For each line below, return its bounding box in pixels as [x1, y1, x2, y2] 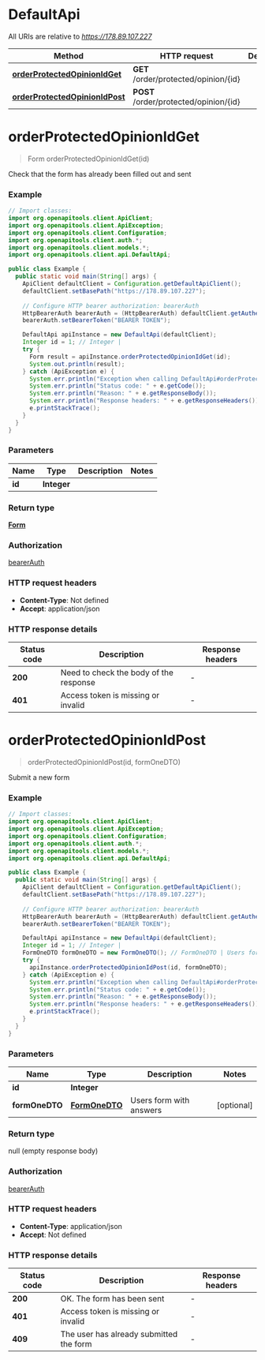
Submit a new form [8, 772, 70, 782]
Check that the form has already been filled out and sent [8, 169, 192, 178]
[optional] [216, 1100, 253, 1111]
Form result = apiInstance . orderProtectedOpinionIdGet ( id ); [28, 353, 231, 361]
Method [54, 50, 84, 61]
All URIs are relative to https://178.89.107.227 [8, 32, 152, 41]
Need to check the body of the [60, 667, 174, 678]
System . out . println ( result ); [28, 360, 125, 368]
